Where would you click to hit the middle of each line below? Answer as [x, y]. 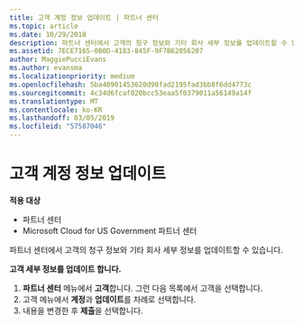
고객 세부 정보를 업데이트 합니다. [65, 269]
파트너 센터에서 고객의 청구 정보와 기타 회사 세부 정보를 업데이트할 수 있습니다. [147, 249]
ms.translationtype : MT [54, 101]
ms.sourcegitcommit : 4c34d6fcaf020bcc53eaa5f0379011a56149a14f [131, 93]
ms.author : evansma [46, 68]
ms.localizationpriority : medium [72, 76]
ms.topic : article [44, 26]
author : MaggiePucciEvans [58, 59]
